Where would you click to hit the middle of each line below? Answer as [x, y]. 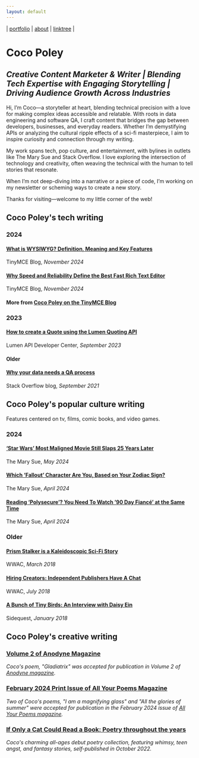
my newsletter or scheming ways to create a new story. [74, 187]
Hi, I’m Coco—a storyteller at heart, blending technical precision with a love [98, 107]
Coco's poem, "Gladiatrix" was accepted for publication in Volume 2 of [93, 666]
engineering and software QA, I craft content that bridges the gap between [97, 120]
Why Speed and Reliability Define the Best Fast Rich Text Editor [86, 275]
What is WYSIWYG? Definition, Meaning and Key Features [79, 249]
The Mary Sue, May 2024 [38, 461]
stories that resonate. [32, 170]
